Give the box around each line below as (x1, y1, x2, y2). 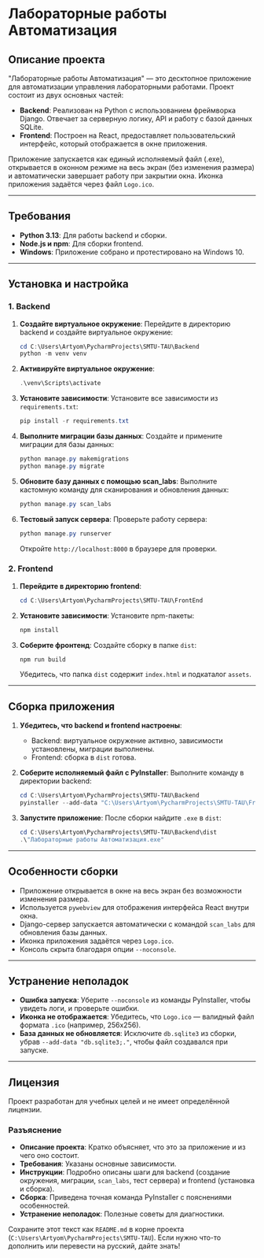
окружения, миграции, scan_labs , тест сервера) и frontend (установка (19, 1176, 255, 1186)
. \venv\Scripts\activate (19, 379, 101, 387)
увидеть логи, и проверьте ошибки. (19, 1004, 140, 1013)
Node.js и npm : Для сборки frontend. (19, 239, 144, 248)
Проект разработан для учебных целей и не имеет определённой (8, 1097, 230, 1106)
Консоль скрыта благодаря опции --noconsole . (19, 944, 177, 953)
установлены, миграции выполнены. (31, 745, 155, 754)
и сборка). (19, 1184, 55, 1193)
